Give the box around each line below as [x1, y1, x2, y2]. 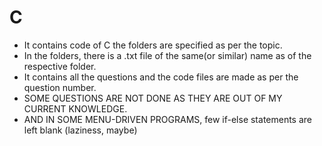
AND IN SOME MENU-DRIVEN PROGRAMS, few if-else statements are [23, 113, 313, 125]
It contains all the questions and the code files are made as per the [23, 71, 299, 83]
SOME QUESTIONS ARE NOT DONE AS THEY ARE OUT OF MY [23, 92, 283, 104]
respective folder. [23, 60, 97, 72]
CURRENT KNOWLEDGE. [23, 102, 128, 115]
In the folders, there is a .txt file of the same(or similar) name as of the [23, 49, 312, 61]
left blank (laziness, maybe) [23, 124, 138, 136]
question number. [23, 81, 97, 93]
